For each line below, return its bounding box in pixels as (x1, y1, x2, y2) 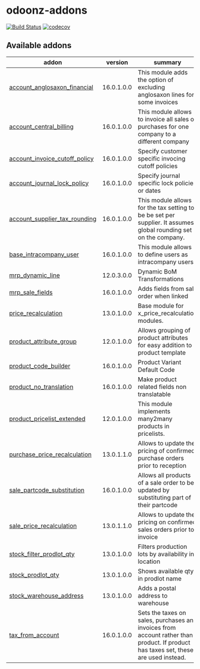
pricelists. (137, 429, 165, 438)
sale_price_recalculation (9, 522, 77, 530)
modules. (137, 316, 164, 325)
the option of (137, 76, 174, 84)
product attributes (137, 334, 189, 342)
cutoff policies (137, 162, 178, 170)
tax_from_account (9, 631, 60, 639)
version (106, 58, 129, 66)
